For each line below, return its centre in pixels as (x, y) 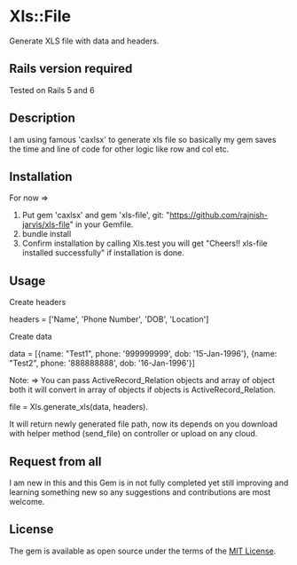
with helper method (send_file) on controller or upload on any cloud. (133, 434)
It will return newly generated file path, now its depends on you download (143, 424)
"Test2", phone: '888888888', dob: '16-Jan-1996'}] (102, 363)
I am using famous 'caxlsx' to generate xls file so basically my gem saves (143, 139)
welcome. (27, 502)
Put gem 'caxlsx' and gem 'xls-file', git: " (96, 216)
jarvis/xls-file (46, 224)
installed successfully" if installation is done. (103, 253)
